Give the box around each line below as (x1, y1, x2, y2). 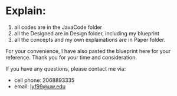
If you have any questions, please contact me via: (5, 65, 126, 72)
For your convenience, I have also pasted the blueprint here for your (5, 47, 171, 54)
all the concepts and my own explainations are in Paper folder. (14, 36, 166, 43)
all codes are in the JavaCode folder (14, 24, 103, 31)
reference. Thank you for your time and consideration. (5, 54, 137, 61)
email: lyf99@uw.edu (14, 82, 66, 90)
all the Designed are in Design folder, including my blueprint (14, 29, 160, 37)
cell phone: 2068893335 (14, 77, 75, 84)
